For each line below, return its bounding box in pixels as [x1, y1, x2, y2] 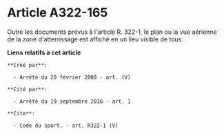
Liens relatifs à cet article [7, 48, 81, 57]
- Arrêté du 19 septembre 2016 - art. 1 [13, 98, 131, 105]
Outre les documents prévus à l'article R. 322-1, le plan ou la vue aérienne [7, 28, 217, 36]
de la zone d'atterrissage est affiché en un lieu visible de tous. [7, 35, 184, 43]
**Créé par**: [7, 61, 48, 68]
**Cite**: [7, 110, 36, 117]
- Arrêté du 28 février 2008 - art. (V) [13, 74, 131, 81]
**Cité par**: [7, 86, 48, 93]
